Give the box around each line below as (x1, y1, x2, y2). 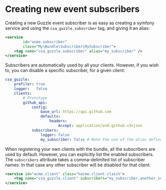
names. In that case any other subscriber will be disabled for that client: (5, 162, 151, 168)
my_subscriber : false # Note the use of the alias (40, 137, 147, 142)
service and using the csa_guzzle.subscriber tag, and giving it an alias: (5, 25, 150, 31)
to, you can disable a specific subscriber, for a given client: (5, 67, 125, 73)
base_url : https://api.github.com (40, 109, 112, 115)
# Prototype (23, 95, 48, 100)
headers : (49, 119, 68, 124)
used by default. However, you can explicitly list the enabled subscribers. (5, 151, 154, 157)
